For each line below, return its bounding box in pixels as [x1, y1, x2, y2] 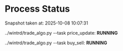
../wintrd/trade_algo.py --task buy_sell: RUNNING [5, 39, 107, 46]
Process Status [5, 3, 70, 15]
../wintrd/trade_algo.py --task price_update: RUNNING [5, 30, 118, 36]
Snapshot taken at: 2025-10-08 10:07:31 [5, 20, 88, 26]
